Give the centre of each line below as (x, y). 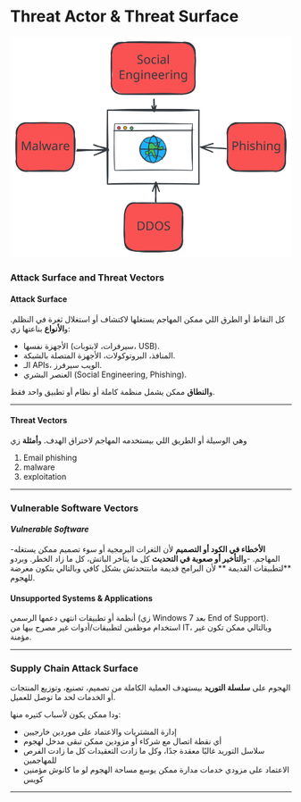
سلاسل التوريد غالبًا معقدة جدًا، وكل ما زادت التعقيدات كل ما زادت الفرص (144, 751)
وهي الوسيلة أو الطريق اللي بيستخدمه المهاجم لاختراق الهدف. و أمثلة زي (129, 440)
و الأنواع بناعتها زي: (40, 329)
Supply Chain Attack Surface (75, 669)
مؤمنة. (21, 637)
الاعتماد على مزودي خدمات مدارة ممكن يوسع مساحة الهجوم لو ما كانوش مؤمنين (156, 770)
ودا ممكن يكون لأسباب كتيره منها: (66, 714)
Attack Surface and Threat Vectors (87, 278)
